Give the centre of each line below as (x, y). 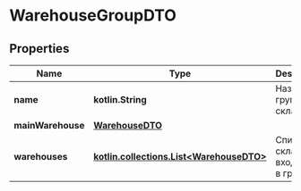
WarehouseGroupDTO (93, 16)
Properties (39, 49)
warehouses (41, 157)
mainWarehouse (49, 125)
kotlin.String (120, 100)
